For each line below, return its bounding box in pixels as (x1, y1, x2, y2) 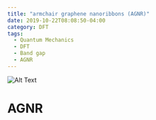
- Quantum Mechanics (13, 37, 74, 44)
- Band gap (13, 50, 46, 57)
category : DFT (7, 23, 49, 30)
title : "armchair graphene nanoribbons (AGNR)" (7, 10, 150, 18)
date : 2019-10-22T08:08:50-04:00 (7, 17, 106, 24)
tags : (7, 30, 23, 37)
